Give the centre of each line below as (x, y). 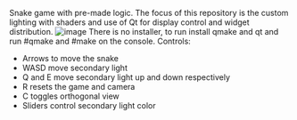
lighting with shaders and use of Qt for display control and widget (129, 22)
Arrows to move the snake (70, 58)
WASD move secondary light (74, 68)
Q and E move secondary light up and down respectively (126, 77)
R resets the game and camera (78, 87)
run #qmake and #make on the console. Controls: (100, 41)
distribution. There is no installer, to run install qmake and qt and (144, 32)
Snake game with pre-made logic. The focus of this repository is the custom (149, 13)
